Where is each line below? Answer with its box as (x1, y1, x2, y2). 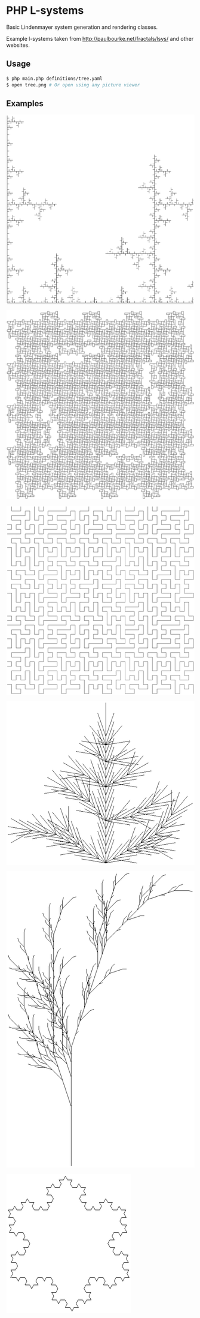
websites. (6, 41, 30, 49)
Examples (6, 98, 44, 109)
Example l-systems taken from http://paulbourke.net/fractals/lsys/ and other (6, 35, 194, 42)
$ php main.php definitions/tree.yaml (6, 76, 103, 82)
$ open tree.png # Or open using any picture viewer (6, 82, 140, 88)
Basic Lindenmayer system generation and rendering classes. (6, 23, 158, 31)
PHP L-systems (6, 4, 84, 17)
